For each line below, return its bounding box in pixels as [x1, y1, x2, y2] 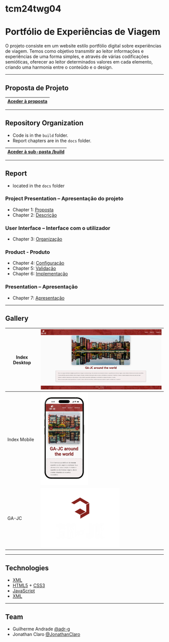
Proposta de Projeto [5, 84, 69, 92]
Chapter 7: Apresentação [12, 295, 65, 301]
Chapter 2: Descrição [12, 212, 57, 218]
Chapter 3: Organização [12, 236, 63, 242]
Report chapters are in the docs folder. [12, 137, 92, 144]
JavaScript [12, 588, 35, 594]
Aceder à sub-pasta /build [7, 149, 65, 155]
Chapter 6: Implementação [12, 271, 68, 277]
